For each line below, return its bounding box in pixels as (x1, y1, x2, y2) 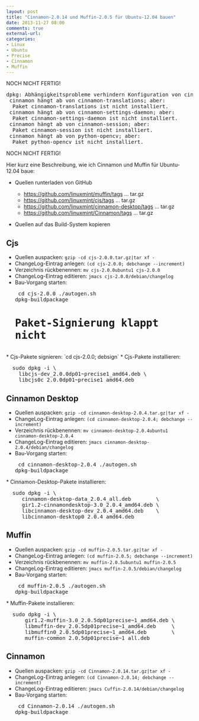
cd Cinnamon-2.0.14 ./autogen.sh (18, 703, 115, 709)
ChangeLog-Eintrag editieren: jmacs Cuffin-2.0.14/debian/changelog (14, 685, 185, 692)
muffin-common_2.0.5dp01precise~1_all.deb (24, 635, 150, 641)
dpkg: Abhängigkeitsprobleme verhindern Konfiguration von (6, 91, 182, 98)
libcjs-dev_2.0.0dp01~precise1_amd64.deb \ (18, 371, 147, 378)
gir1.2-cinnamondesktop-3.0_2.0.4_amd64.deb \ (21, 501, 160, 508)
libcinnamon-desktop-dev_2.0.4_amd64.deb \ (21, 507, 160, 514)
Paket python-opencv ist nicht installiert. (12, 139, 144, 146)
